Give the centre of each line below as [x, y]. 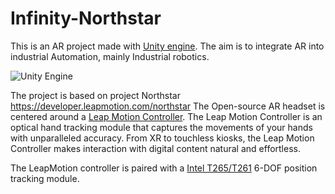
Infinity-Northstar [86, 18]
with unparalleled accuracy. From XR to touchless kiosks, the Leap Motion [162, 138]
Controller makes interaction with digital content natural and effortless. [155, 148]
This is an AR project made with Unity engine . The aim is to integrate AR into [167, 46]
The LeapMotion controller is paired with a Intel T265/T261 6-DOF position [164, 168]
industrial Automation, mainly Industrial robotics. [110, 56]
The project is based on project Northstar [95, 95]
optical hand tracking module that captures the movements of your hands [161, 127]
